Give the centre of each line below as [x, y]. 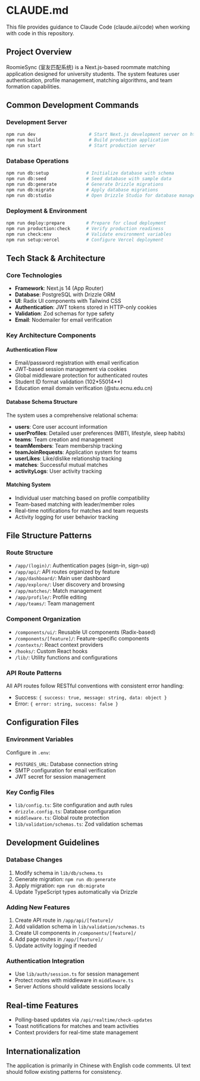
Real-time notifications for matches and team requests [82, 510]
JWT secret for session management [60, 776]
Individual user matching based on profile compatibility [82, 498]
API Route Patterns [34, 673]
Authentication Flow [32, 349]
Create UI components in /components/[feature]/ [76, 933]
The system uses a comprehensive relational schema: [72, 415]
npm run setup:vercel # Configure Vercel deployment [85, 240]
